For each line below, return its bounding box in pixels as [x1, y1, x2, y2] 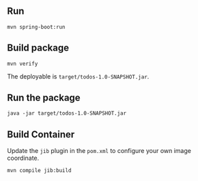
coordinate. [7, 154, 40, 163]
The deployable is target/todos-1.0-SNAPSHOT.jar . [7, 72, 150, 81]
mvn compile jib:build [7, 167, 72, 174]
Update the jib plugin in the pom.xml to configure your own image [7, 147, 191, 155]
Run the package [7, 92, 81, 104]
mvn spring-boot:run [7, 23, 66, 30]
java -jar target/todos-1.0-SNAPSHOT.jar [7, 110, 127, 117]
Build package [7, 42, 70, 54]
